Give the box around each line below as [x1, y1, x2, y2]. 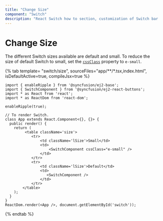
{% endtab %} [5, 211, 34, 217]
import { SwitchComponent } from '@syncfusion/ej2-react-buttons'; [5, 87, 145, 92]
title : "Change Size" [5, 7, 49, 12]
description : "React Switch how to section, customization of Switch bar [5, 16, 159, 21]
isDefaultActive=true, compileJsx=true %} [5, 73, 90, 79]
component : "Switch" [5, 12, 47, 17]
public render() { [9, 121, 47, 126]
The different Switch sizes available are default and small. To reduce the [5, 53, 150, 59]
